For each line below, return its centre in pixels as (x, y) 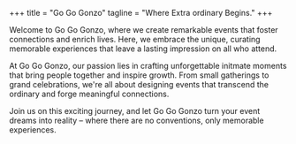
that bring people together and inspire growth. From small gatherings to (139, 75)
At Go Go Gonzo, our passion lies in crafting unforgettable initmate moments (148, 66)
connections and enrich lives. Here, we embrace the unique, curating (135, 39)
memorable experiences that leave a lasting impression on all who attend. (143, 49)
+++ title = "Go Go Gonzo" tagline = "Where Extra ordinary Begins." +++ (141, 13)
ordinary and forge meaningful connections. (89, 94)
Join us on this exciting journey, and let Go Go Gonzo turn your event (135, 111)
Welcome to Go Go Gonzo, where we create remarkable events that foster (144, 30)
